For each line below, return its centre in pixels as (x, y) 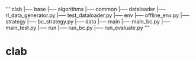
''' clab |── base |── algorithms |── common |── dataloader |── (86, 9)
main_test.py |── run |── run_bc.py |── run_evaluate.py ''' (77, 28)
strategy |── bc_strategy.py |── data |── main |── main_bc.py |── (88, 21)
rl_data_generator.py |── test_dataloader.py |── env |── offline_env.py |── (98, 15)
